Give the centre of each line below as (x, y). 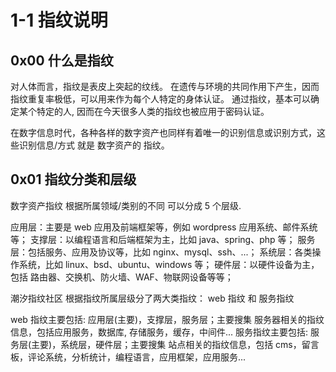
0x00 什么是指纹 (62, 60)
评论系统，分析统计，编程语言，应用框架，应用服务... (137, 357)
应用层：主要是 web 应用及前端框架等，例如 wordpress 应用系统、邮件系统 (164, 227)
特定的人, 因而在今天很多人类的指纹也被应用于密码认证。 (153, 111)
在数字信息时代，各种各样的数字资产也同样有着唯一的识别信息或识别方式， (163, 132)
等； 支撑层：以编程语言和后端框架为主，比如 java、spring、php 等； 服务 (163, 239)
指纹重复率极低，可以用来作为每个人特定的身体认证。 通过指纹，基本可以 (160, 99)
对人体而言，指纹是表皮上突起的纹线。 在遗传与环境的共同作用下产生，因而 (165, 86)
